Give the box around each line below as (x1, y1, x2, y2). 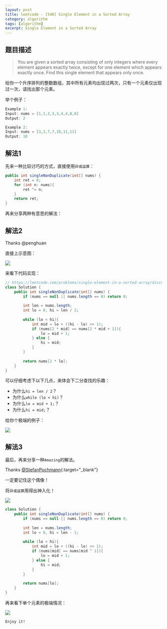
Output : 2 (5, 115, 26, 121)
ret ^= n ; (23, 187, 43, 192)
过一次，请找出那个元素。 (5, 86, 58, 92)
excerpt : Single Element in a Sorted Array (5, 26, 97, 31)
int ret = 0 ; (14, 178, 41, 183)
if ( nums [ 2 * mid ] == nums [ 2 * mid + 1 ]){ (31, 326, 121, 331)
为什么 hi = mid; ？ (12, 407, 51, 413)
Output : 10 (5, 134, 28, 139)
